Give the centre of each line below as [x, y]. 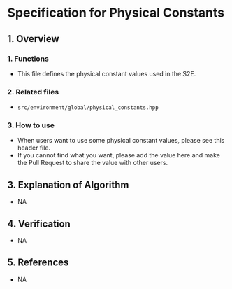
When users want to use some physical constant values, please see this [121, 141]
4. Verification [39, 224]
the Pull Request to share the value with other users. [93, 163]
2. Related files [33, 92]
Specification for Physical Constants [116, 13]
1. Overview [33, 39]
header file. [34, 148]
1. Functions [28, 59]
